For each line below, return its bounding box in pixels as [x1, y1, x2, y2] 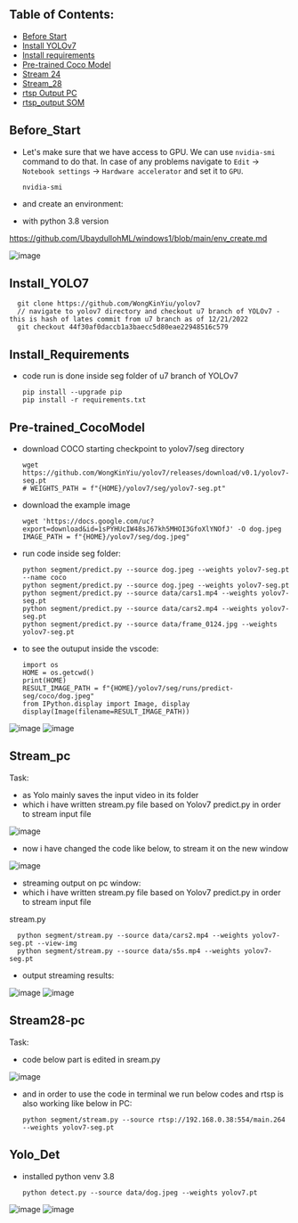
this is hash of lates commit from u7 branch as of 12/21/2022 [9, 315, 249, 324]
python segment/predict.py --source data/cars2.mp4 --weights [21, 605, 258, 614]
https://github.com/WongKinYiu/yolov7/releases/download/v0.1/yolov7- [21, 469, 290, 477]
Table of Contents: [9, 7, 115, 22]
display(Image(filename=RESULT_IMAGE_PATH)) [21, 707, 190, 716]
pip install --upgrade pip [21, 387, 123, 397]
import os [21, 661, 60, 670]
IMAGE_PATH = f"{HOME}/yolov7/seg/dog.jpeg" [21, 533, 190, 542]
